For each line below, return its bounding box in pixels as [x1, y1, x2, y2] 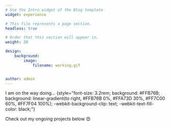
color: [5, 106, 18, 112]
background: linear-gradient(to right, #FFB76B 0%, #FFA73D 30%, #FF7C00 [5, 95, 165, 101]
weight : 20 [5, 40, 28, 45]
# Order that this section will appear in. [5, 35, 99, 40]
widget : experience [5, 12, 47, 17]
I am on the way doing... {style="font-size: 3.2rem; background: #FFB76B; [5, 90, 160, 96]
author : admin [5, 76, 36, 81]
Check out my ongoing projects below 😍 [5, 116, 91, 122]
